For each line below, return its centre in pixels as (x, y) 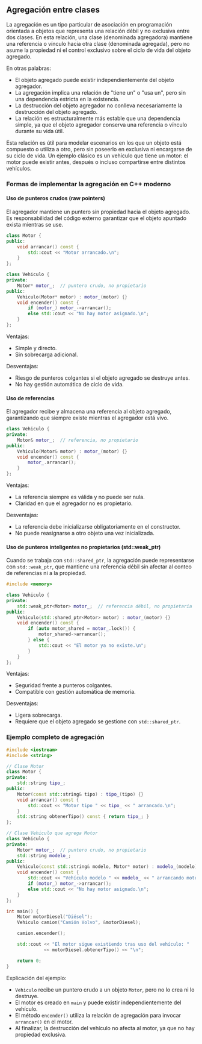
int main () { (23, 911)
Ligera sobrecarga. (38, 715)
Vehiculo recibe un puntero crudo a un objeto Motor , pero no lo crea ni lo (105, 989)
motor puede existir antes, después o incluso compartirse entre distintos (96, 162)
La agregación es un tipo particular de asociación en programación (89, 24)
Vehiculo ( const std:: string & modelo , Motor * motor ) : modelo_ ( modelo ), (109, 867)
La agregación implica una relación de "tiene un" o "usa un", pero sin (100, 92)
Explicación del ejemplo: (36, 978)
